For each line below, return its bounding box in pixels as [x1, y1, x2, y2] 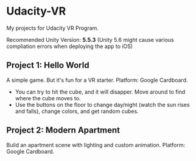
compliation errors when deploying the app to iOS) [6, 43, 133, 50]
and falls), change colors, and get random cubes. [15, 108, 139, 115]
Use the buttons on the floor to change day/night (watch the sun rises [15, 101, 190, 108]
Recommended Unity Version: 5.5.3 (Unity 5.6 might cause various [6, 36, 175, 43]
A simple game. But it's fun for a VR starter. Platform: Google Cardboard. [6, 76, 188, 83]
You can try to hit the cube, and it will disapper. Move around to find [15, 88, 186, 95]
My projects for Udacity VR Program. [6, 24, 99, 32]
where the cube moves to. [15, 94, 81, 101]
